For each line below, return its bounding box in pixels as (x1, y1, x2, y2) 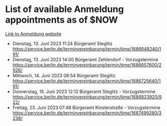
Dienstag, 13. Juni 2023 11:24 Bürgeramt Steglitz (12, 40, 113, 46)
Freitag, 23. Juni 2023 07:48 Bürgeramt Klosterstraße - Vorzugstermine (12, 104, 160, 110)
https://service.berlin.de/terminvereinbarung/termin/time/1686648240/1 (12, 46, 161, 52)
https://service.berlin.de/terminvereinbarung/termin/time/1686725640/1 (12, 78, 161, 84)
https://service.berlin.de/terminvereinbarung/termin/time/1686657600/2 (12, 62, 162, 68)
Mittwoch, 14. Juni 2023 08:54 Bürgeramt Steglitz (12, 72, 115, 78)
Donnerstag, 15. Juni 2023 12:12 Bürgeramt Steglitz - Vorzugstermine (12, 88, 155, 94)
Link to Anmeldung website (5, 31, 62, 37)
